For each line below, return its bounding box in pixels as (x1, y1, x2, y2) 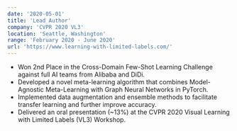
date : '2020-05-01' (7, 10, 65, 18)
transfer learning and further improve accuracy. (17, 101, 157, 108)
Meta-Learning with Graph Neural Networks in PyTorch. (45, 86, 209, 93)
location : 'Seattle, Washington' (7, 30, 106, 38)
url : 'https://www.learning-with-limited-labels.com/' (7, 43, 173, 50)
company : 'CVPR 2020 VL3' (7, 23, 84, 30)
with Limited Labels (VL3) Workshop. (17, 115, 126, 124)
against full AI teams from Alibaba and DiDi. (17, 70, 145, 79)
